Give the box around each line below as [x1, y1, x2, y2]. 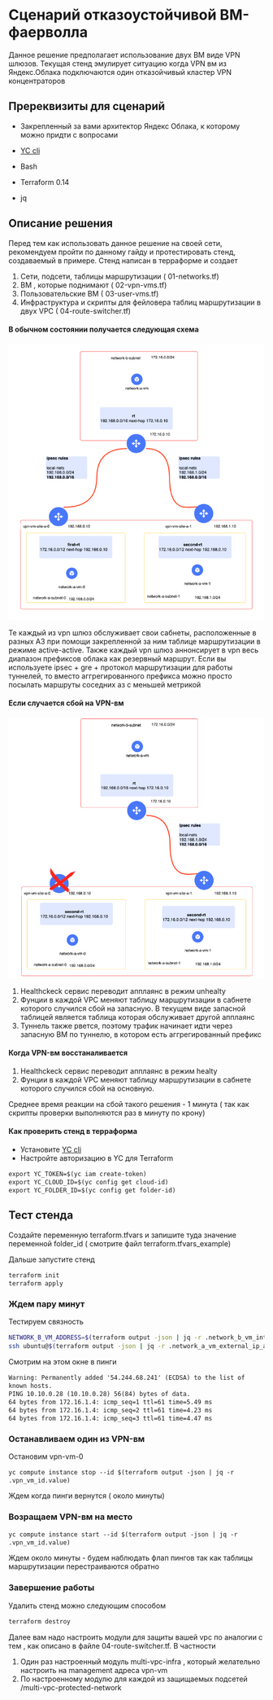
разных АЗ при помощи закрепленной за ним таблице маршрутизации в [8, 636, 262, 646]
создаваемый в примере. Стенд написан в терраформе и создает [8, 255, 238, 266]
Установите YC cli [19, 1144, 82, 1154]
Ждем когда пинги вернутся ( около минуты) [8, 1491, 165, 1500]
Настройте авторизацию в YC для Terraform [19, 1153, 173, 1163]
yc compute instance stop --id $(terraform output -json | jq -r [8, 1469, 234, 1477]
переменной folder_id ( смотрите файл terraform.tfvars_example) [8, 1238, 232, 1248]
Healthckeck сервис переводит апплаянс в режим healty [19, 1065, 218, 1076]
